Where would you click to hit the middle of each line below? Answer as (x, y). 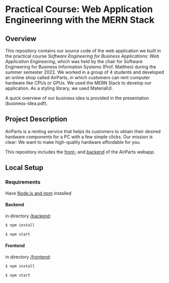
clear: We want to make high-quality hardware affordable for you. (73, 142)
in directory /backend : (28, 216)
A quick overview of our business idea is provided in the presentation (77, 98)
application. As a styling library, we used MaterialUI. (59, 88)
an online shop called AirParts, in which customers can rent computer (78, 77)
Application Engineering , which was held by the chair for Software (74, 61)
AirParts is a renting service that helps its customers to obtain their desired (83, 131)
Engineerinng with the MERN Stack (80, 20)
